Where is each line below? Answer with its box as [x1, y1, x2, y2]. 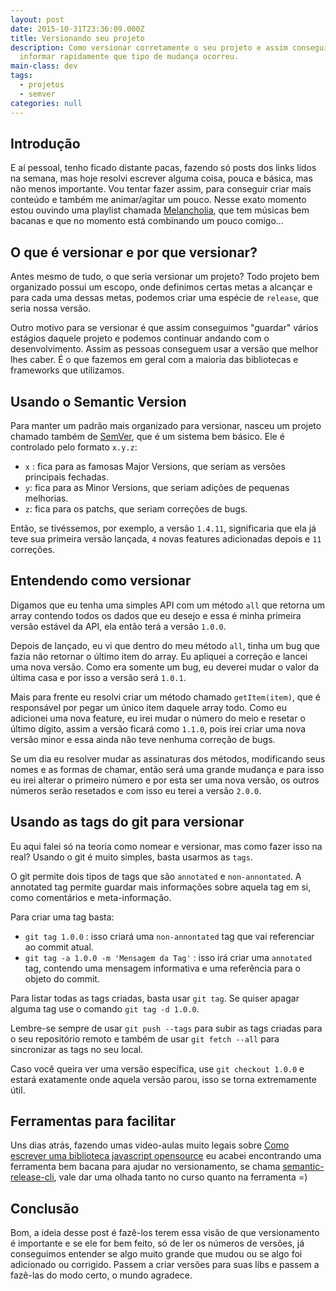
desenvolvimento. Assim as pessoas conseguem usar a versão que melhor [10, 343, 319, 355]
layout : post [10, 14, 65, 25]
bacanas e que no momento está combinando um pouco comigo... [10, 215, 284, 227]
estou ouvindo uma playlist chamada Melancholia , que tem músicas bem [10, 204, 310, 216]
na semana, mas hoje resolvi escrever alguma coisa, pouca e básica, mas [10, 172, 313, 185]
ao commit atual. [24, 941, 94, 953]
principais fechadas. [24, 471, 110, 483]
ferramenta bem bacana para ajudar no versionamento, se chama [10, 1161, 281, 1173]
